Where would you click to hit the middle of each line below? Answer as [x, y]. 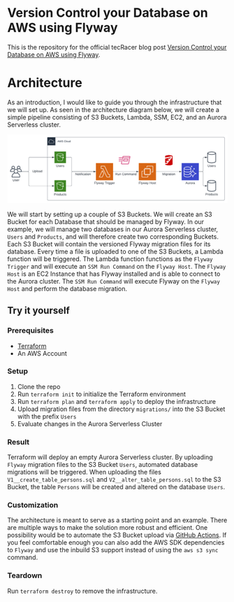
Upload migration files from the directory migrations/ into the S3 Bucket [121, 409]
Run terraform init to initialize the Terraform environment [102, 394]
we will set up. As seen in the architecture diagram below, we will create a [114, 109]
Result [19, 442]
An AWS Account [42, 353]
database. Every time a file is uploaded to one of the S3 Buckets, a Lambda [115, 251]
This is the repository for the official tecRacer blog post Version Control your [117, 47]
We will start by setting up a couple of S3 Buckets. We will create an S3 [110, 214]
